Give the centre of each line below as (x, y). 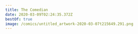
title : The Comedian (27, 10)
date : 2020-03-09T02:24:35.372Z (39, 14)
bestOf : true (19, 19)
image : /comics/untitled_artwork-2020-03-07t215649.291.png (70, 24)
